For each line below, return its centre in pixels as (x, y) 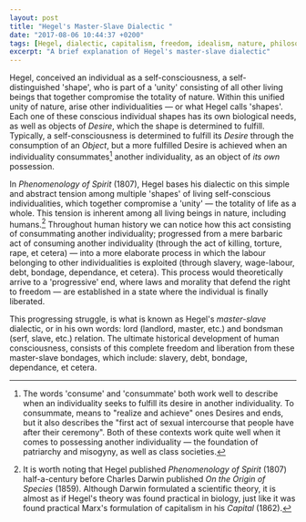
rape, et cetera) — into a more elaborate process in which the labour (138, 253)
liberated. (27, 302)
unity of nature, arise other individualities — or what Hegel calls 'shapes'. (147, 107)
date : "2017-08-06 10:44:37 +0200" (77, 35)
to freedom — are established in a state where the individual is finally (139, 292)
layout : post (34, 18)
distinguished (35, 87)
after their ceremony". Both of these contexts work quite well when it (151, 433)
